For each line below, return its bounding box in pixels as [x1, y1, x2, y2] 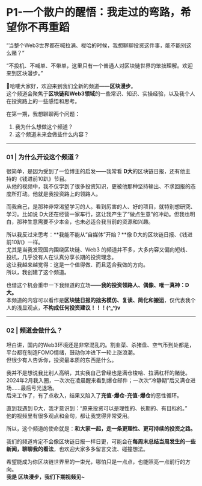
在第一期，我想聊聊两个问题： [6, 110, 80, 118]
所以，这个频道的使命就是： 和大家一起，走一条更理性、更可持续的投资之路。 [6, 424, 196, 432]
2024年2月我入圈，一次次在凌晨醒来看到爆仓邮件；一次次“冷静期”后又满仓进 [6, 376, 196, 383]
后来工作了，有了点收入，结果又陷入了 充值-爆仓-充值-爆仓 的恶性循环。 [6, 391, 182, 399]
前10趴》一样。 [6, 239, 44, 246]
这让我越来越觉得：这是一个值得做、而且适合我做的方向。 [6, 261, 148, 268]
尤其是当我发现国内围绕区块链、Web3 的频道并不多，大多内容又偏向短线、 [6, 246, 191, 253]
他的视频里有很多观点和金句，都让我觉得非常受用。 [6, 412, 133, 419]
